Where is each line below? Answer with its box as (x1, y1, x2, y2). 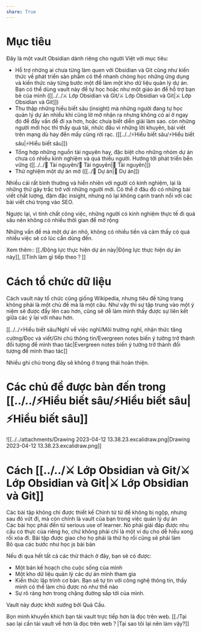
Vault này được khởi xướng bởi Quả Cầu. (6, 601, 107, 608)
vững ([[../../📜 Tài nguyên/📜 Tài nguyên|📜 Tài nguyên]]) (14, 161, 151, 168)
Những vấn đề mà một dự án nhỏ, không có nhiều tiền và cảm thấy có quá (6, 228, 190, 235)
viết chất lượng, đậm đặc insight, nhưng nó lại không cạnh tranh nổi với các (6, 192, 193, 199)
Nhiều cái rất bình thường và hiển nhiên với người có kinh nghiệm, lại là (6, 179, 182, 187)
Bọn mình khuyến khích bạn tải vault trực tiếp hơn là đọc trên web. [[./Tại (6, 613, 187, 620)
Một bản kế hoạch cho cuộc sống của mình (14, 564, 123, 572)
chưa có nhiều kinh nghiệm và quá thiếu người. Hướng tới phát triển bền (14, 155, 193, 162)
